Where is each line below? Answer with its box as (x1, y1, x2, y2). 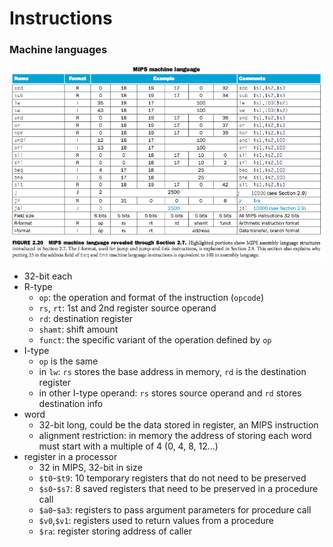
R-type (23, 281, 53, 293)
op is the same (38, 355, 99, 367)
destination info (38, 398, 104, 410)
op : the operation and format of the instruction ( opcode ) (38, 292, 265, 304)
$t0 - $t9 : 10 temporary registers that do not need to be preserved (38, 472, 307, 484)
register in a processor (23, 451, 118, 463)
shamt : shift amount (38, 323, 119, 336)
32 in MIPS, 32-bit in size (38, 462, 143, 474)
